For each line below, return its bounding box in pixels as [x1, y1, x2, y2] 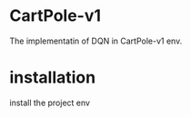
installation [9, 67, 96, 88]
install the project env [9, 97, 91, 108]
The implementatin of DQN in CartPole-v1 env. [9, 35, 183, 46]
